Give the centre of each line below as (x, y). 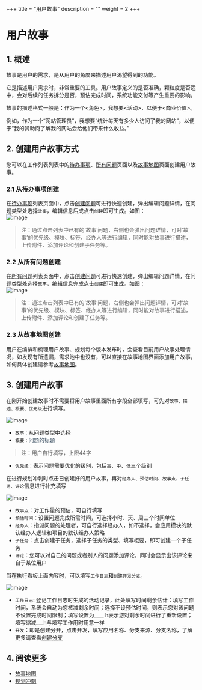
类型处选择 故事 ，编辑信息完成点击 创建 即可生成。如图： (78, 283)
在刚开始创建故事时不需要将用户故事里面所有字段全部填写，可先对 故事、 (95, 401)
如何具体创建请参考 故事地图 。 (43, 364)
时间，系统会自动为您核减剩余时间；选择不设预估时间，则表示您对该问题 (104, 607)
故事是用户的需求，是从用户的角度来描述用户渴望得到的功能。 (83, 75)
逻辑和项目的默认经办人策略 (70, 533)
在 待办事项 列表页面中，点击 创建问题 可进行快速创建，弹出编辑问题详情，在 (98, 204)
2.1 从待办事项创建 (32, 189)
